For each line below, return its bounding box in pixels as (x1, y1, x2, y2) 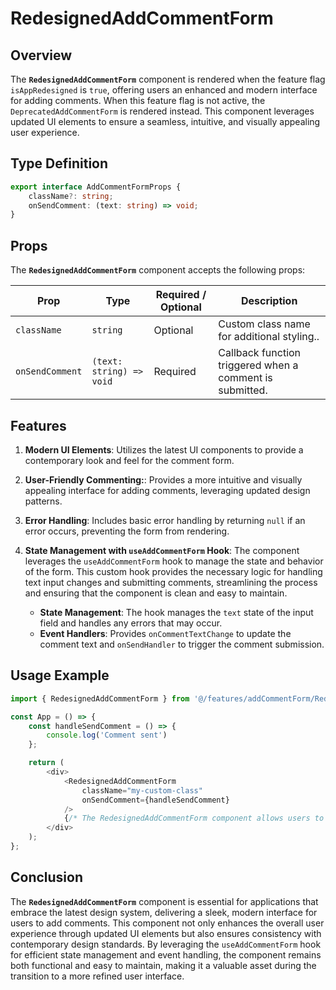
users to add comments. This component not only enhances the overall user (10, 917, 325, 929)
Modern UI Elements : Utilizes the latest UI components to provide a (24, 443, 304, 456)
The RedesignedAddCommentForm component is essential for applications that (10, 895, 319, 907)
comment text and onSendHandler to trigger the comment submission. (39, 638, 325, 650)
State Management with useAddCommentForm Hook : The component (24, 544, 300, 556)
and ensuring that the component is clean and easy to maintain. (24, 587, 288, 599)
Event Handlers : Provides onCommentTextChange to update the (39, 627, 292, 639)
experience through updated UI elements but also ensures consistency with (10, 927, 322, 939)
